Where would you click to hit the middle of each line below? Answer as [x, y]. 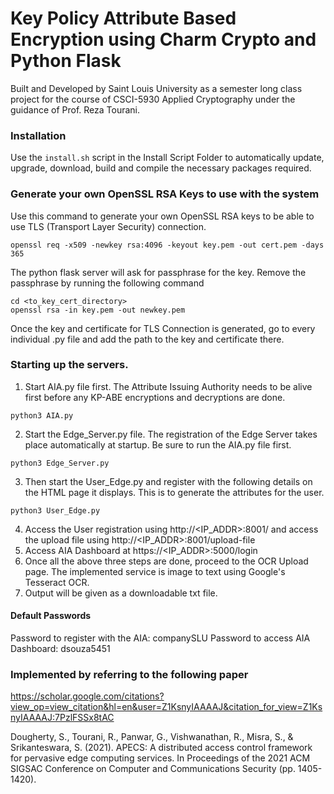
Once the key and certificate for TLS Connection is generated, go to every [163, 328]
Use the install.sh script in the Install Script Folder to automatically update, [167, 158]
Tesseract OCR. [57, 582]
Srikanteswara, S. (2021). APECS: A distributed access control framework [161, 748]
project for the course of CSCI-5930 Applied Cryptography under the [153, 99]
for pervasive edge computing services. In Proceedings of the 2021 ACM [160, 758]
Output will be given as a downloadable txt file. [121, 593]
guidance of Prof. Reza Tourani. [75, 109]
